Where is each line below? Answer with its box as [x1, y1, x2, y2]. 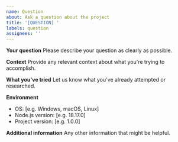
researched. [6, 82, 35, 89]
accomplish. [6, 64, 36, 72]
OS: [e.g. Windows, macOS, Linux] [14, 105, 99, 112]
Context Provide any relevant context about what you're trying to [6, 59, 165, 66]
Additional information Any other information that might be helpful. [6, 130, 170, 137]
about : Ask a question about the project [6, 14, 110, 20]
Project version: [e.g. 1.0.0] [14, 118, 80, 125]
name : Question [6, 8, 44, 15]
